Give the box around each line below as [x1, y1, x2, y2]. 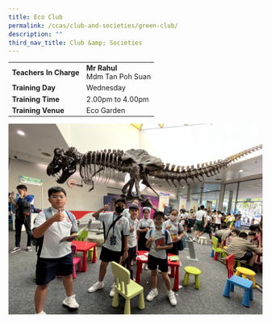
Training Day [11, 83, 56, 93]
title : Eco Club [8, 13, 63, 21]
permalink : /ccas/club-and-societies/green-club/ [8, 21, 179, 30]
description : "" [8, 30, 63, 38]
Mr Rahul [85, 63, 118, 73]
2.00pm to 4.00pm [85, 94, 149, 104]
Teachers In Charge [11, 67, 80, 77]
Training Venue [11, 105, 65, 115]
